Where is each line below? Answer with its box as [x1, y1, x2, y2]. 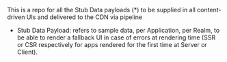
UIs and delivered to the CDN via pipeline [26, 13, 142, 21]
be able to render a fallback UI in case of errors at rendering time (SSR [16, 33, 216, 42]
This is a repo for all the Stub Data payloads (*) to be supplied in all [7, 6, 196, 14]
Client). [16, 48, 38, 56]
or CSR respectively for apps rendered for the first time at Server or [16, 41, 207, 48]
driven [7, 13, 25, 21]
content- [197, 6, 222, 14]
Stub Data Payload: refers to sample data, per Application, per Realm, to [16, 27, 220, 34]
